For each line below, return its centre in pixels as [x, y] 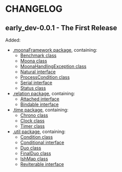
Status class [33, 88]
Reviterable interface [42, 164]
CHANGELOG [34, 9]
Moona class [34, 61]
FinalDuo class [36, 153]
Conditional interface [42, 142]
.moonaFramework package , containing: [55, 50]
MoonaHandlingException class [53, 66]
